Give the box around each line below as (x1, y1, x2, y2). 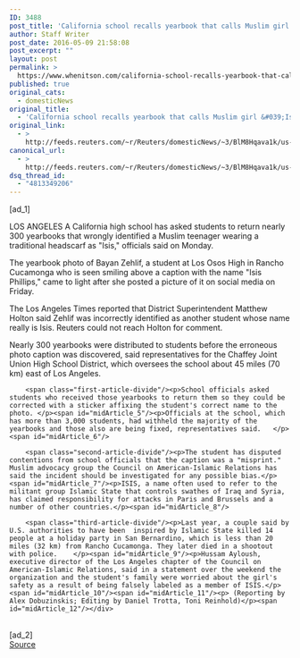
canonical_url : (9, 146, 66, 155)
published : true (9, 80, 70, 89)
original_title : (9, 105, 70, 114)
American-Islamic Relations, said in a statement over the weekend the (9, 565, 281, 575)
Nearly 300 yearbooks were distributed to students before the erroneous (9, 340, 278, 350)
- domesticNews (17, 96, 74, 105)
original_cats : (9, 88, 66, 97)
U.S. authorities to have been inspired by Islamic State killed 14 (9, 527, 274, 536)
